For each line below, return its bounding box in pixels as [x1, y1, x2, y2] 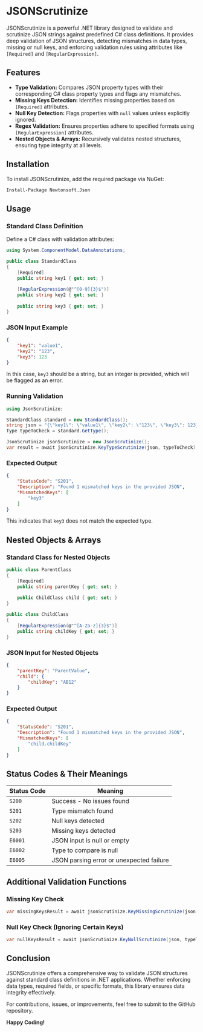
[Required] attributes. [14, 103, 69, 110]
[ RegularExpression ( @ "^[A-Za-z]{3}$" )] [17, 623, 118, 629]
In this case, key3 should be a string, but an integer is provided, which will [6, 371, 189, 378]
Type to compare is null [51, 846, 118, 855]
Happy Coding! [6, 1019, 45, 1026]
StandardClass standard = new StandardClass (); [6, 417, 129, 423]
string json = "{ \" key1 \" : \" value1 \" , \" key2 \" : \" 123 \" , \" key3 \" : [6, 422, 185, 428]
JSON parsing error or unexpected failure [51, 856, 169, 864]
